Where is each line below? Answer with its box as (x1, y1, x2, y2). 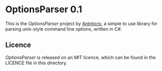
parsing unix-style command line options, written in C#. (5, 26, 122, 32)
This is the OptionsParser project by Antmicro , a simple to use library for (5, 20, 157, 27)
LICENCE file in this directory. (5, 60, 67, 66)
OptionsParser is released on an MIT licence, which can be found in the (5, 54, 156, 60)
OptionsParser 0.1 (5, 4, 83, 15)
